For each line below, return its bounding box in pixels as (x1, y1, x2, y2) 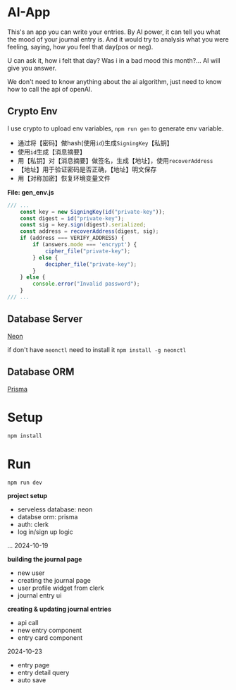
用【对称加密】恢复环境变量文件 (17, 174, 111, 182)
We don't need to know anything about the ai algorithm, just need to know (7, 77, 222, 85)
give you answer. (7, 63, 57, 72)
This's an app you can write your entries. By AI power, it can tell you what (7, 28, 221, 36)
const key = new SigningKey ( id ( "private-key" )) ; (20, 208, 166, 215)
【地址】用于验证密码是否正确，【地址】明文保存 (17, 165, 157, 174)
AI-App (7, 4, 51, 20)
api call (17, 619, 39, 627)
